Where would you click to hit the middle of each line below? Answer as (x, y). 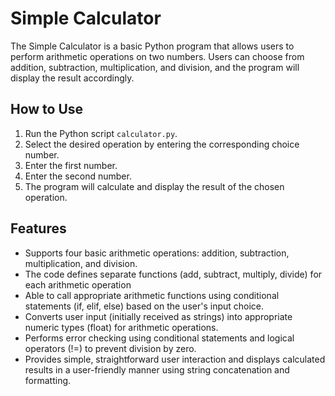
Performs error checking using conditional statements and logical (159, 338)
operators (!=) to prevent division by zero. (110, 348)
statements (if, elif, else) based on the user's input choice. (144, 306)
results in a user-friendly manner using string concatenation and (157, 369)
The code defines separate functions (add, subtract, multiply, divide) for (173, 274)
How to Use (47, 109)
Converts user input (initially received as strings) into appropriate (158, 316)
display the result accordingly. (72, 78)
